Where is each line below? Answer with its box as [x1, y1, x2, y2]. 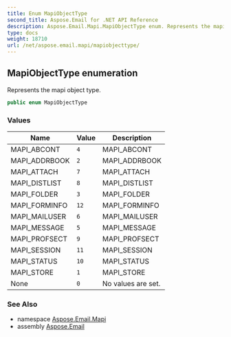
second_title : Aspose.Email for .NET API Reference [7, 17, 158, 23]
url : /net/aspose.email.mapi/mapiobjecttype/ [7, 42, 140, 49]
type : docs [7, 29, 38, 36]
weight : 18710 [7, 36, 48, 43]
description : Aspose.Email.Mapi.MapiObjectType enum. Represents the [7, 23, 211, 30]
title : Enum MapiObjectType [7, 10, 88, 17]
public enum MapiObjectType [7, 99, 88, 106]
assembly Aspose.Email [16, 323, 85, 331]
